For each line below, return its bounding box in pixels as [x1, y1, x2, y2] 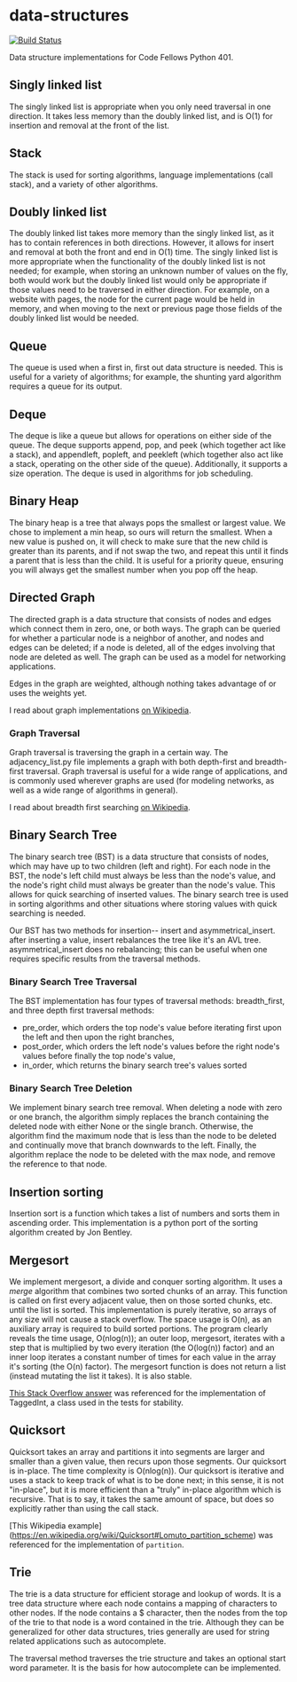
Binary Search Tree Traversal [9, 975, 137, 988]
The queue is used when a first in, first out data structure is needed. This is [9, 362, 284, 373]
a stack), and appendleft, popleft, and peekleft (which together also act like [9, 449, 284, 460]
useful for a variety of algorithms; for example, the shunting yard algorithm [9, 372, 282, 383]
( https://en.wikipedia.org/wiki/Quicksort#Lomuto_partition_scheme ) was [9, 1529, 273, 1540]
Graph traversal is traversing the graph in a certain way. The [9, 746, 229, 757]
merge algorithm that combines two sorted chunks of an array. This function [9, 1285, 288, 1296]
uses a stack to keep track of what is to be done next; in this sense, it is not [9, 1474, 285, 1485]
